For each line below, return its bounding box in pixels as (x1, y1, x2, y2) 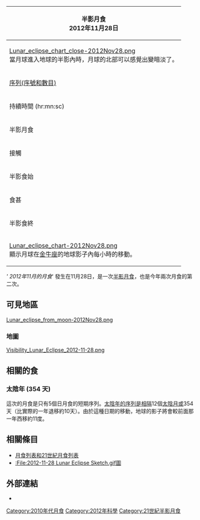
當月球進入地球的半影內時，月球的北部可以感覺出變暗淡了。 (9, 56, 179, 63)
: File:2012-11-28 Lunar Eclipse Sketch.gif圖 (14, 459, 122, 466)
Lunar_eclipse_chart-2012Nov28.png (9, 242, 117, 249)
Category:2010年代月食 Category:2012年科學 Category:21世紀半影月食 (6, 507, 181, 515)
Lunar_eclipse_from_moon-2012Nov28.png (6, 316, 113, 323)
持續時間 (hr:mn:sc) (9, 102, 64, 111)
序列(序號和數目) (9, 79, 57, 87)
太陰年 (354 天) (6, 385, 51, 393)
